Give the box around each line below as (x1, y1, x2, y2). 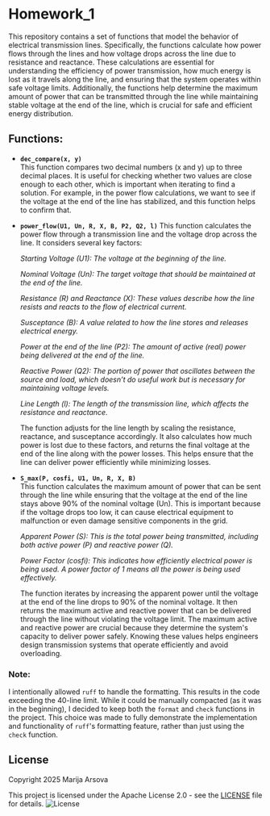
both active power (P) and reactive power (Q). (19, 540, 173, 550)
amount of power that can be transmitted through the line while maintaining (8, 91, 259, 101)
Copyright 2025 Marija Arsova (8, 774, 109, 784)
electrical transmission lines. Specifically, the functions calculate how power (8, 40, 262, 49)
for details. (8, 798, 44, 808)
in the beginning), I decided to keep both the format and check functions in (8, 704, 255, 714)
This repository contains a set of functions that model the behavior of (8, 31, 239, 41)
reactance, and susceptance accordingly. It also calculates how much (19, 431, 252, 441)
